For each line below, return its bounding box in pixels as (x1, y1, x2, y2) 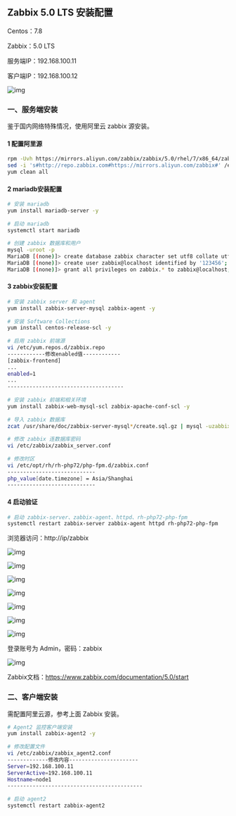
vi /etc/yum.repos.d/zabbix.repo (7, 344, 105, 351)
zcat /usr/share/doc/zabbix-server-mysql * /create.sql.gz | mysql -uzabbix (7, 422, 231, 429)
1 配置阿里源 (7, 139, 43, 148)
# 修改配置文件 (7, 743, 46, 751)
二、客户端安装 (7, 692, 58, 702)
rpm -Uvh (7, 156, 33, 163)
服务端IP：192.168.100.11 (7, 56, 77, 65)
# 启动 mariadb (7, 220, 50, 227)
